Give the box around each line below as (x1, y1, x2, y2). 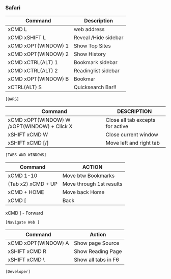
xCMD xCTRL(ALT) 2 (8, 67, 58, 74)
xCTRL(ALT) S (8, 83, 42, 91)
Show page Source (73, 240, 120, 247)
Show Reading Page (73, 248, 122, 255)
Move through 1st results (62, 180, 123, 187)
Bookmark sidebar (73, 59, 118, 66)
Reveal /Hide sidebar (73, 34, 124, 41)
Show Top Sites (73, 42, 111, 49)
